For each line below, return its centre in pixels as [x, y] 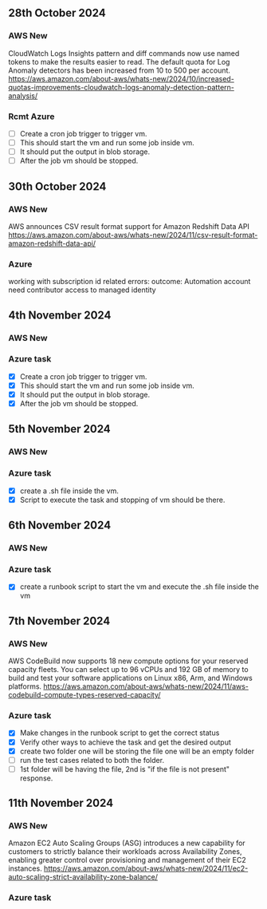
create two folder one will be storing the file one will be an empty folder [137, 751]
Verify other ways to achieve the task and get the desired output [125, 742]
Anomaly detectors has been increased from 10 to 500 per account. [120, 70]
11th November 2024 [61, 803]
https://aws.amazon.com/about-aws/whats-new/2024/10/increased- [122, 78]
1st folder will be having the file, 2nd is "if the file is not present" [124, 769]
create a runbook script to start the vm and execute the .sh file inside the [139, 587]
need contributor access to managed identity [82, 290]
